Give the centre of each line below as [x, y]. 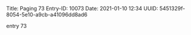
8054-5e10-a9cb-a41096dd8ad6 [47, 15]
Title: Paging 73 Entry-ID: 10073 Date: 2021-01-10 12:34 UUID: [82, 8]
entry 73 [16, 26]
